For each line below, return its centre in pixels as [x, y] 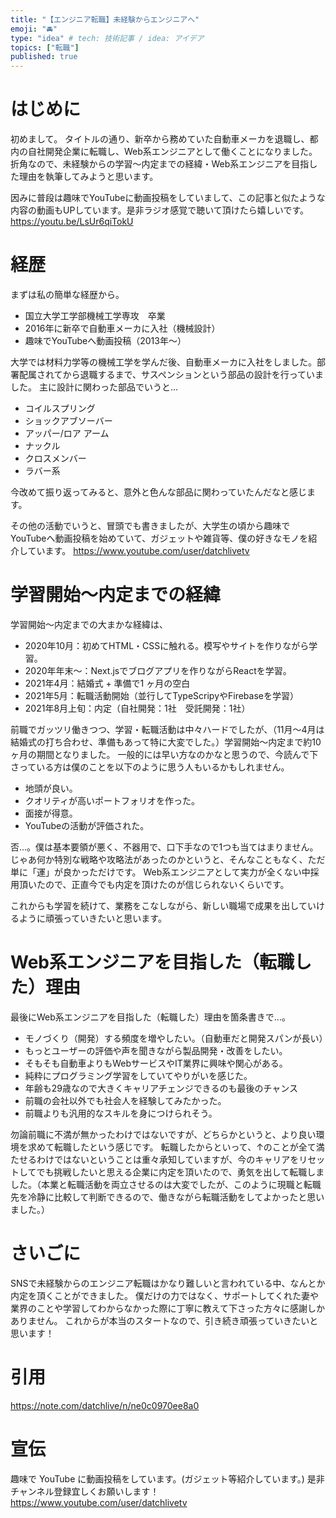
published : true [44, 57]
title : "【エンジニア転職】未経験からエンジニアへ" [105, 19]
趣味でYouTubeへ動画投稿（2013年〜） [105, 340]
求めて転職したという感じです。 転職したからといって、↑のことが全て [172, 1147]
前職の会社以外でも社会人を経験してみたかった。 [125, 1100]
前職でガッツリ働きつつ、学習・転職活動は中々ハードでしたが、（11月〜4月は [167, 729]
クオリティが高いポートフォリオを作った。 [112, 800]
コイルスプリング [60, 408]
